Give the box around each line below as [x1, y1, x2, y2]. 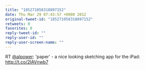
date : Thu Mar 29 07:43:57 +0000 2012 [5, 12, 86, 17]
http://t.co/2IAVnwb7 [5, 58, 49, 65]
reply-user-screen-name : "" [5, 40, 64, 45]
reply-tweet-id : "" [5, 30, 46, 35]
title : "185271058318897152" [5, 7, 66, 12]
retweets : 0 [5, 21, 30, 26]
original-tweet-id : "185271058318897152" [5, 16, 93, 21]
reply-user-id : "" [5, 35, 44, 40]
